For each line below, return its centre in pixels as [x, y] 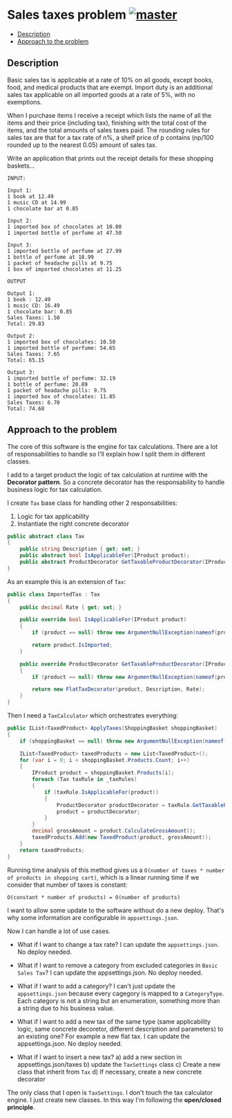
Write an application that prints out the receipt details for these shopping [110, 158]
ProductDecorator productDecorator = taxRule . [125, 805]
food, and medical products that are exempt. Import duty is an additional [110, 87]
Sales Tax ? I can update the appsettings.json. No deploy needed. [110, 973]
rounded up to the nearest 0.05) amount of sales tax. [82, 145]
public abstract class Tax [46, 536]
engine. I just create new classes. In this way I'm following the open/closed [114, 1100]
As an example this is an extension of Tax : [67, 581]
